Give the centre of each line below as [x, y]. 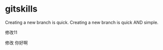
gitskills [21, 9]
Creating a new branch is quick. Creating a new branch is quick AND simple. [82, 22]
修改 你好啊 [16, 43]
